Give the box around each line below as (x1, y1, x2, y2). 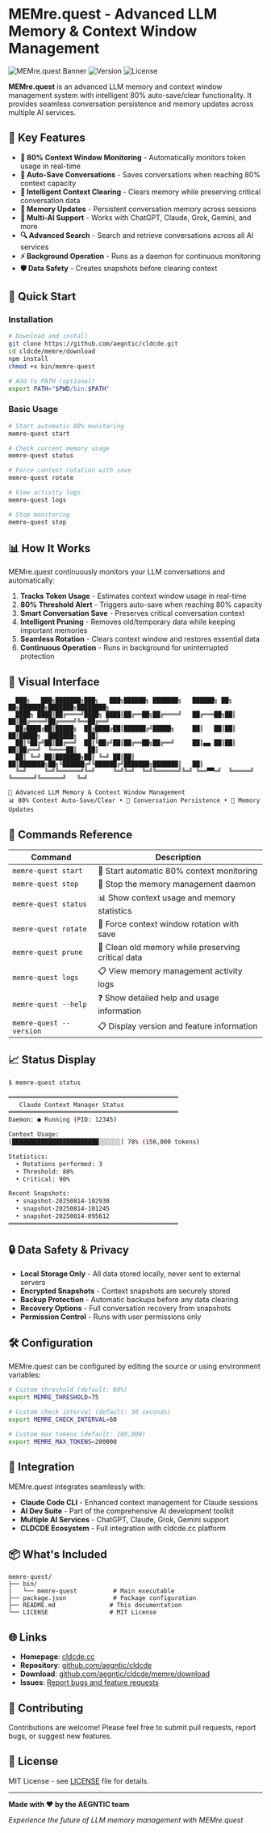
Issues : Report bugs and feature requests (19, 1678, 160, 1687)
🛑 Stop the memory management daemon (98, 879, 256, 890)
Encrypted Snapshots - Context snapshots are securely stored (19, 1286, 231, 1296)
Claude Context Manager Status (19, 1101, 125, 1109)
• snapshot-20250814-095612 (15, 1212, 110, 1220)
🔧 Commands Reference (8, 827, 133, 842)
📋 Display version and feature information (98, 1020, 258, 1032)
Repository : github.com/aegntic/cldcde (19, 1661, 152, 1670)
